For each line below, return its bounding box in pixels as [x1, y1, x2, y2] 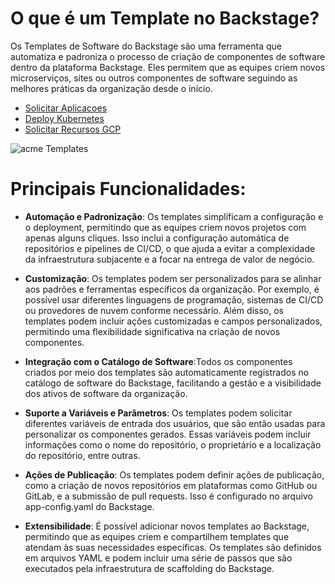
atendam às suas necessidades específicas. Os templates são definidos [24, 541, 322, 553]
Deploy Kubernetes [24, 112, 105, 124]
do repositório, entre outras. [24, 449, 141, 461]
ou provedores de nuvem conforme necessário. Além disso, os [24, 304, 284, 316]
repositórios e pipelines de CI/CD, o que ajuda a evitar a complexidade [24, 242, 316, 254]
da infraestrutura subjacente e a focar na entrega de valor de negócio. [24, 253, 315, 265]
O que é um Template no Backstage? [10, 7, 320, 30]
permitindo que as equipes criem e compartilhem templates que [24, 530, 290, 542]
